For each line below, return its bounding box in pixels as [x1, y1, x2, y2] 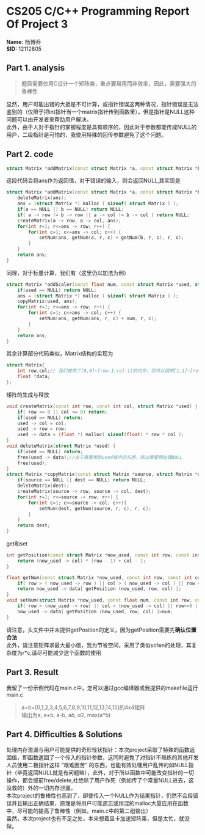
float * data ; [17, 374, 51, 380]
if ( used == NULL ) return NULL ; [17, 287, 97, 293]
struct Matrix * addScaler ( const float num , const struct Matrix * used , [6, 281, 192, 288]
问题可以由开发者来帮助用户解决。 [6, 115, 92, 123]
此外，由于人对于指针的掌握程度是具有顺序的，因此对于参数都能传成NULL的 [6, 123, 197, 131]
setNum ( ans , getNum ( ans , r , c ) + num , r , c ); [38, 316, 157, 322]
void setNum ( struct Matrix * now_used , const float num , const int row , [6, 597, 192, 603]
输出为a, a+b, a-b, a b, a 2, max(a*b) [21, 711, 111, 718]
